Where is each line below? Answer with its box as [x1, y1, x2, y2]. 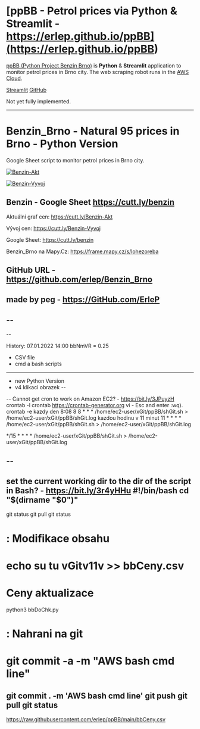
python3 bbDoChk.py [6, 606, 59, 613]
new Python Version [14, 377, 64, 385]
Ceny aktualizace [6, 586, 94, 600]
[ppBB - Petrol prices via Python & [6, 4, 177, 18]
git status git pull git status [6, 510, 71, 518]
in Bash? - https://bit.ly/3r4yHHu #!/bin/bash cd [6, 485, 189, 496]
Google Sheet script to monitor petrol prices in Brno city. [6, 156, 145, 164]
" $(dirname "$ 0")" [6, 495, 79, 505]
